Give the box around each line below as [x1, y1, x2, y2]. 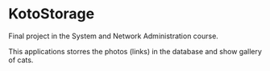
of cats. [8, 55, 34, 65]
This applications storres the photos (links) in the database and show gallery [8, 46, 262, 56]
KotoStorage [8, 5, 95, 23]
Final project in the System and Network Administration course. [8, 31, 219, 41]
